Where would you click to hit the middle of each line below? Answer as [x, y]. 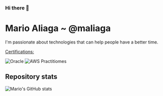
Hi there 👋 [17, 8]
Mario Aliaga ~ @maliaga [58, 28]
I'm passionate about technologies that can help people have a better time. [82, 42]
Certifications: [20, 51]
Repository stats [31, 77]
